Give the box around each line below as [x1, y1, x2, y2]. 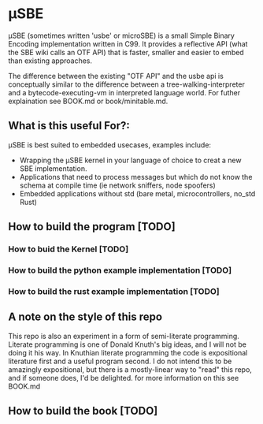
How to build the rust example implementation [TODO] [8, 285, 220, 296]
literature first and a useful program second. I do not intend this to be [8, 356, 232, 366]
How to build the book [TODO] [8, 404, 158, 418]
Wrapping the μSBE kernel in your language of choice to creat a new [19, 155, 242, 165]
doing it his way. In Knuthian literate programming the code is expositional [8, 348, 248, 357]
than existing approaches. [8, 56, 93, 65]
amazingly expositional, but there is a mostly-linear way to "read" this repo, [8, 364, 252, 374]
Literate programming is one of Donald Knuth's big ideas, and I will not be [8, 340, 246, 349]
